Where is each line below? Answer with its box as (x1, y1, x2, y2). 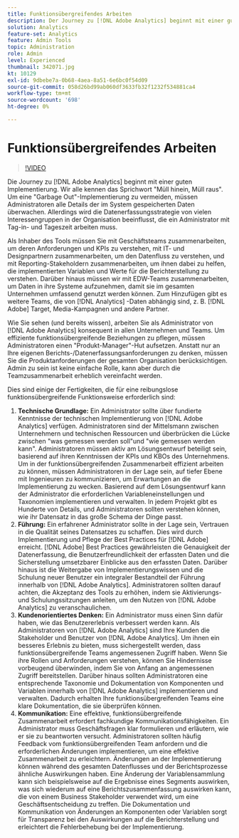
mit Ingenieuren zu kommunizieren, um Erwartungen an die (17, 474, 191, 483)
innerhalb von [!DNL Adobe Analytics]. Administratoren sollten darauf (17, 580, 221, 589)
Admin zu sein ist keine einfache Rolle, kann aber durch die (7, 364, 181, 372)
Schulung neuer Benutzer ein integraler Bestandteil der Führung (17, 572, 206, 581)
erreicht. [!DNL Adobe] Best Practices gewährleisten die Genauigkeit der (17, 543, 230, 551)
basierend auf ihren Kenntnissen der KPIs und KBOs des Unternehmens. (17, 451, 230, 460)
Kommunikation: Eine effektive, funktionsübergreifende (17, 709, 182, 718)
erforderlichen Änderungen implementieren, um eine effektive (17, 747, 199, 755)
